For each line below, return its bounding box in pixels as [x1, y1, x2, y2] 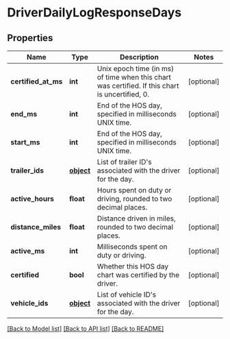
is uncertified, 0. [97, 90, 149, 99]
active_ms [10, 247, 45, 255]
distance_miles [10, 223, 62, 231]
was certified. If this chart [97, 81, 179, 90]
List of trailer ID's [97, 158, 152, 166]
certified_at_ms [10, 77, 63, 86]
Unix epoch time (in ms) [97, 64, 175, 73]
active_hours [10, 194, 55, 203]
